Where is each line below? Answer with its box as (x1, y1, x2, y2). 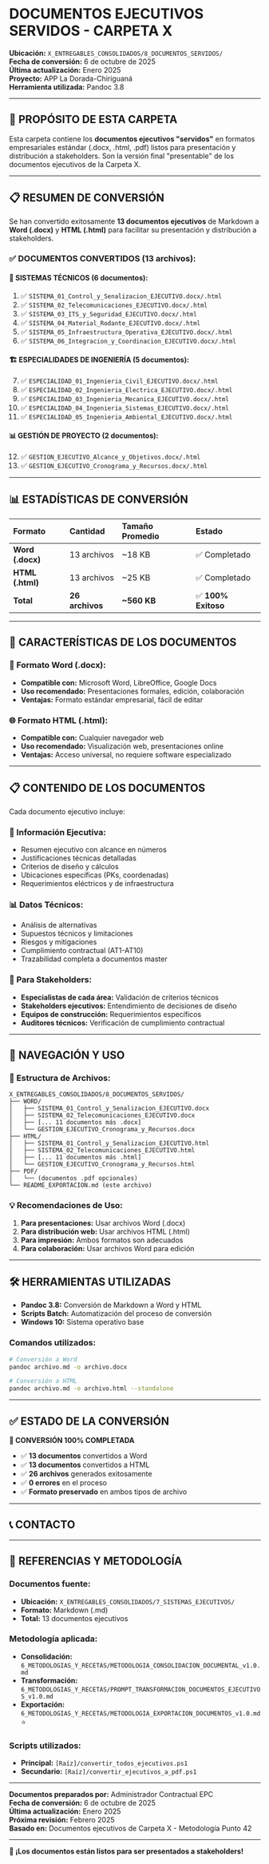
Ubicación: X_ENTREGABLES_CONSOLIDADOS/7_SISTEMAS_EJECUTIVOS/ (20, 1596, 235, 1606)
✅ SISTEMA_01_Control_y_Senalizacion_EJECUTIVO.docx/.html (20, 291, 223, 300)
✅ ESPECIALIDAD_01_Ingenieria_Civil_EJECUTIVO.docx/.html (20, 376, 219, 385)
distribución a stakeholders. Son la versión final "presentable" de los (9, 151, 235, 161)
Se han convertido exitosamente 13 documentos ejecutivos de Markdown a (9, 217, 259, 226)
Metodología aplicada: (9, 1633, 98, 1644)
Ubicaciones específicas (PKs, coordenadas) (20, 870, 169, 880)
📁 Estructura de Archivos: (9, 1072, 111, 1083)
